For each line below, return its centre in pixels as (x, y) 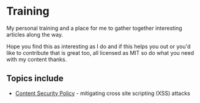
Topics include (35, 78)
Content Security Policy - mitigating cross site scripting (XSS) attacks (103, 93)
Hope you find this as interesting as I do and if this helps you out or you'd (98, 46)
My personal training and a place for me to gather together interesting (94, 28)
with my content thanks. (37, 59)
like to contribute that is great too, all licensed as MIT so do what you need (100, 52)
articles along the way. (35, 34)
